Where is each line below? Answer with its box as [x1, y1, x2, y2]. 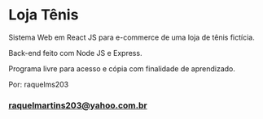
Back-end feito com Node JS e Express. [8, 48, 142, 57]
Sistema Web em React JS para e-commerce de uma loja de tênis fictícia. [8, 32, 255, 42]
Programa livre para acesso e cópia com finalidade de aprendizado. [8, 63, 236, 74]
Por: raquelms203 [8, 79, 69, 89]
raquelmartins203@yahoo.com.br [8, 100, 148, 111]
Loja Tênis [8, 6, 79, 24]
